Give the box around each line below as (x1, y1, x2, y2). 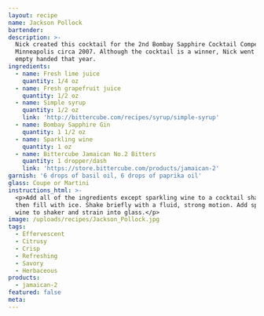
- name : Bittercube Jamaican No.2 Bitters (15, 150, 156, 158)
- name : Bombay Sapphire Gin (15, 121, 111, 129)
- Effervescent (15, 231, 65, 238)
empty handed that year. (15, 56, 97, 64)
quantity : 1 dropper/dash (22, 158, 108, 165)
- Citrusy (15, 238, 47, 245)
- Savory (15, 260, 44, 267)
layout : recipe (8, 11, 58, 20)
